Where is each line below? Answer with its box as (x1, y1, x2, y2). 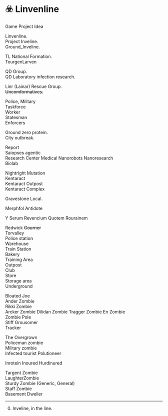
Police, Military (5, 98, 36, 104)
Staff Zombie (5, 385, 32, 391)
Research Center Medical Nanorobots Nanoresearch (5, 155, 113, 161)
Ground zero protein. (5, 129, 48, 135)
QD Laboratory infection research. (5, 73, 76, 79)
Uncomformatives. (5, 88, 43, 94)
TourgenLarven (5, 58, 36, 64)
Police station (5, 235, 33, 241)
